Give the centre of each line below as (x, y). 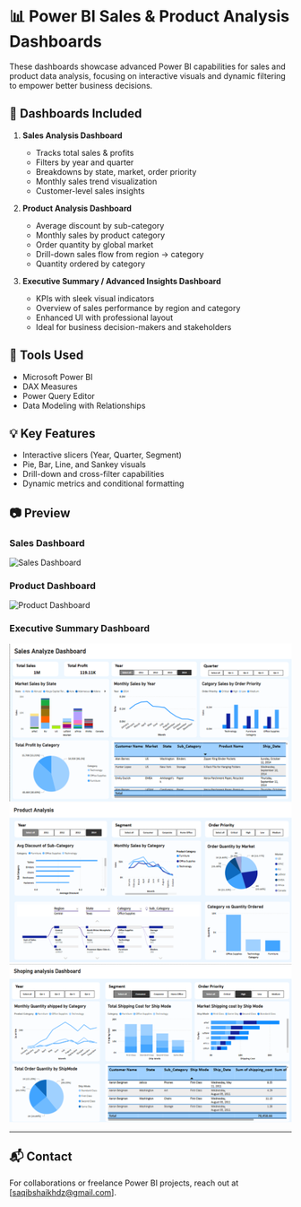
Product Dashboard (53, 586)
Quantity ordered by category (90, 264)
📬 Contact (41, 1157)
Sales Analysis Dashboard (72, 135)
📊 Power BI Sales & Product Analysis (149, 17)
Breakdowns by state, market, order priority (116, 171)
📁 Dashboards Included (76, 113)
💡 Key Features (52, 434)
